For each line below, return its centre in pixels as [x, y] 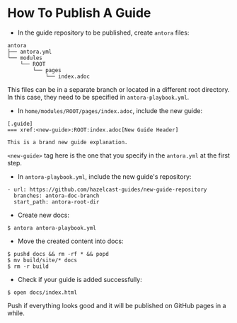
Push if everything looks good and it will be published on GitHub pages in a [117, 305]
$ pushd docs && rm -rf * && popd [58, 254]
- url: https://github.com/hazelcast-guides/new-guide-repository [107, 189]
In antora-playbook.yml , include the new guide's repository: [104, 176]
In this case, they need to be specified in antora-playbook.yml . [98, 97]
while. [16, 313]
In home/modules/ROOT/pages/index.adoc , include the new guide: [110, 110]
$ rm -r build [28, 266]
